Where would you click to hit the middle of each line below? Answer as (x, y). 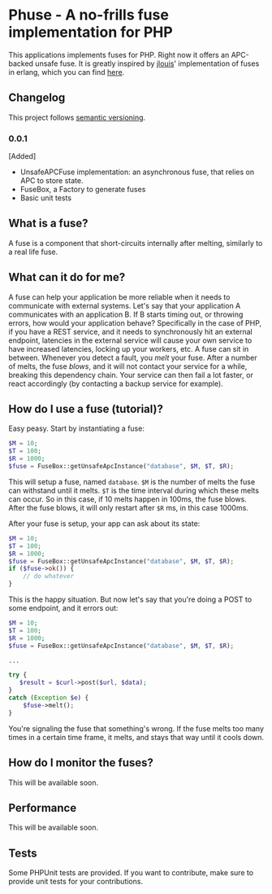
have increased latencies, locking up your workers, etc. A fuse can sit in (129, 348)
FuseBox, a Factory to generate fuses (83, 190)
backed (21, 64)
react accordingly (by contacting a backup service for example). (116, 383)
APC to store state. (52, 181)
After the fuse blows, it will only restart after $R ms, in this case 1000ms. (129, 507)
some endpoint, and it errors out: (63, 608)
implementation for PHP (91, 32)
